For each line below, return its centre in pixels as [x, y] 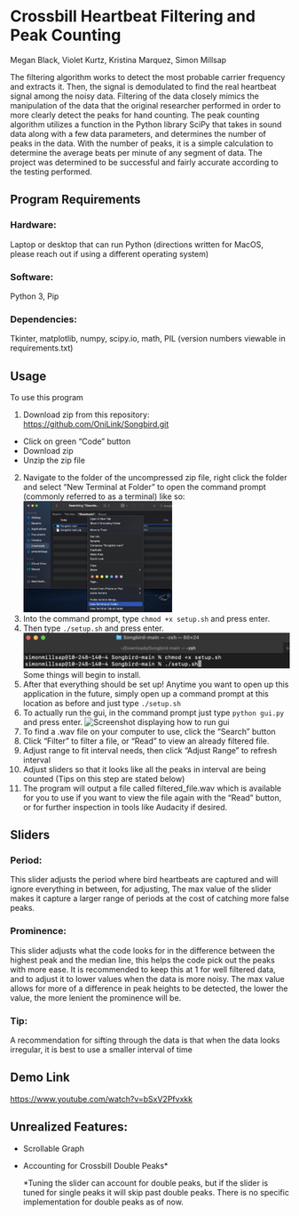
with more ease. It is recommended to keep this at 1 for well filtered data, [143, 969]
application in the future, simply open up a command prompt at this [146, 693]
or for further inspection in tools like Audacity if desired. [125, 807]
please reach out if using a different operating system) [110, 254]
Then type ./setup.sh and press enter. [94, 628]
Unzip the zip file [54, 461]
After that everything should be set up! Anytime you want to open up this [156, 684]
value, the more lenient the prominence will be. [96, 997]
